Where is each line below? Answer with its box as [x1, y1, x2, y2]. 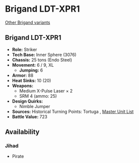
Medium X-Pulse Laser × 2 [19, 88, 73, 93]
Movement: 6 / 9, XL [12, 62, 54, 68]
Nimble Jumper [19, 103, 50, 109]
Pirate [12, 153, 24, 159]
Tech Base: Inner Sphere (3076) [12, 52, 77, 57]
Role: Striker [12, 46, 37, 52]
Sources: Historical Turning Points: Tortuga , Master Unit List [12, 109, 134, 114]
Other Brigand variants [5, 19, 50, 25]
